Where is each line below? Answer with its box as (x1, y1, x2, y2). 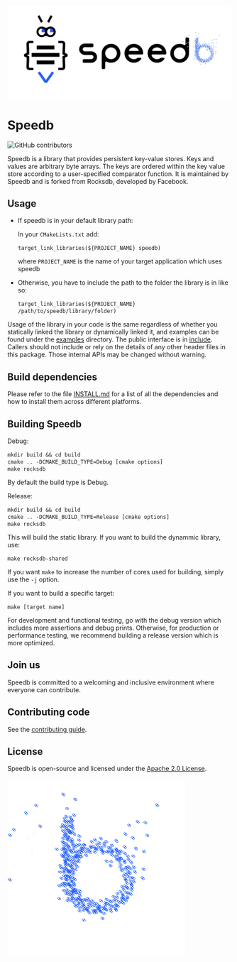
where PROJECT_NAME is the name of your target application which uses (17, 257, 222, 266)
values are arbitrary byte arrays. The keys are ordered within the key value (7, 162, 226, 170)
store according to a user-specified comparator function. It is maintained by (7, 169, 229, 178)
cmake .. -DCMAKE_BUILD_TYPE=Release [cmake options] (7, 513, 170, 521)
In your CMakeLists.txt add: (17, 230, 99, 239)
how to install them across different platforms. (7, 398, 142, 406)
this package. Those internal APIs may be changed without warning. (7, 350, 207, 359)
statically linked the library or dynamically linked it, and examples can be (7, 328, 219, 337)
